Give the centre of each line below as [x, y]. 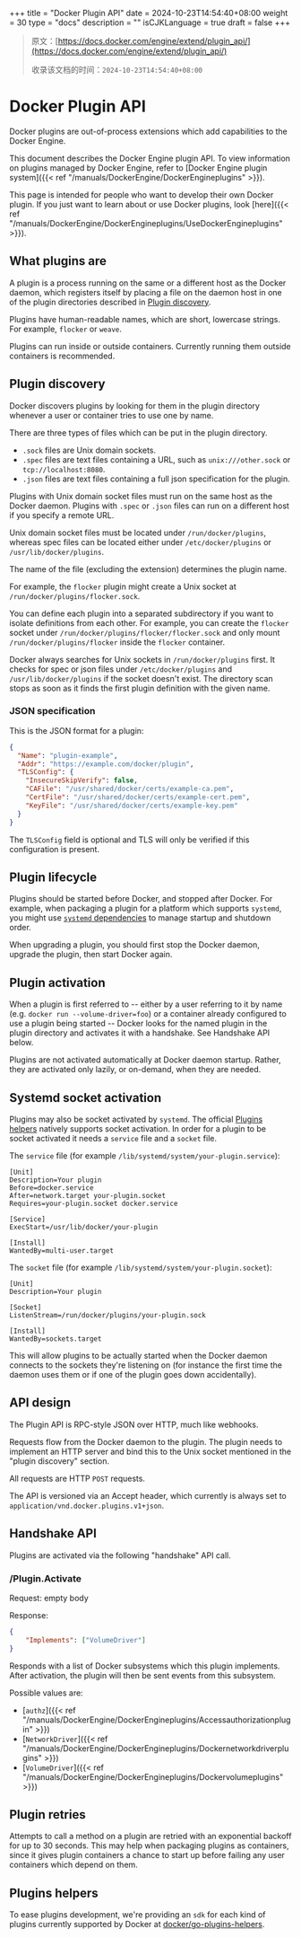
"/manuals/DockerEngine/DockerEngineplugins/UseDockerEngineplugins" [146, 223]
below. [21, 1043]
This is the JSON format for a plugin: [77, 730]
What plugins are [58, 261]
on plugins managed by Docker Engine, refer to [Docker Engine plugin [138, 167]
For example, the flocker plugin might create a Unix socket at [123, 586]
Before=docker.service [52, 1188]
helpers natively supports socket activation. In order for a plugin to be [138, 1129]
